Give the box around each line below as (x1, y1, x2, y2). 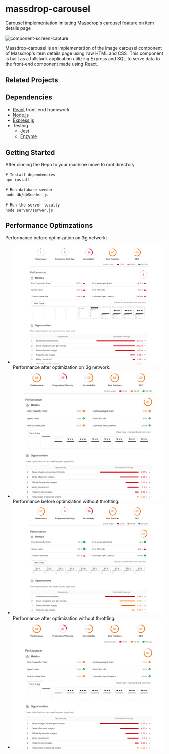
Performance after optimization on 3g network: (12, 364, 111, 370)
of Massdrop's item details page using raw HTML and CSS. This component (5, 50, 163, 56)
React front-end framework (12, 107, 70, 113)
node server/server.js (5, 208, 53, 213)
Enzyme (20, 133, 37, 140)
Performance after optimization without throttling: (12, 615, 116, 622)
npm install (5, 177, 30, 182)
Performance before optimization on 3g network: (5, 234, 107, 241)
